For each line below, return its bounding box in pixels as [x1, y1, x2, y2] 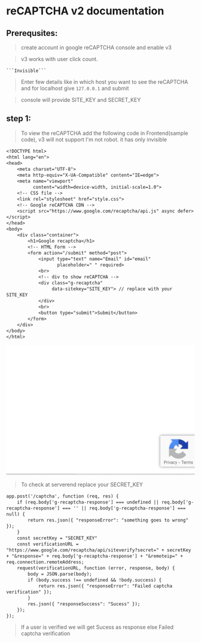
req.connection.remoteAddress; [6, 559, 84, 565]
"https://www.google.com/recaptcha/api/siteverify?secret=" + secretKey [6, 547, 191, 553]
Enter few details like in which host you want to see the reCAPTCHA [20, 78, 188, 85]
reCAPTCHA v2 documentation [6, 4, 165, 18]
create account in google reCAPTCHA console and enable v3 [20, 44, 172, 51]
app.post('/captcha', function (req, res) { [6, 493, 119, 499]
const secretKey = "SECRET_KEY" [17, 535, 98, 541]
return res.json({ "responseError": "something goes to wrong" [28, 517, 188, 523]
